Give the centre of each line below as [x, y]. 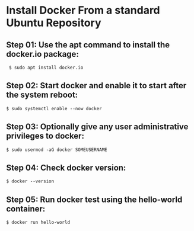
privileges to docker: [45, 136]
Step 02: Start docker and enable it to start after [96, 86]
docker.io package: [42, 54]
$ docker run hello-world [38, 223]
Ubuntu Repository [54, 23]
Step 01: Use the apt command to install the [88, 45]
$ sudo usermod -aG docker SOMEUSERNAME [57, 150]
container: [26, 209]
